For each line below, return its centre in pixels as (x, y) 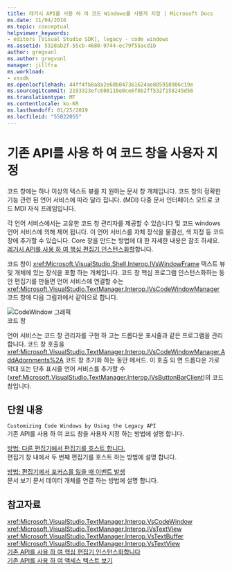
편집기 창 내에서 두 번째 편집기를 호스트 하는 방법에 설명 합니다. (92, 457)
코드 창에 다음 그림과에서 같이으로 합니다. (63, 297)
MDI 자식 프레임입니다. (45, 208)
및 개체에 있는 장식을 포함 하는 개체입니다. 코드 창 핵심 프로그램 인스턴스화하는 (113, 272)
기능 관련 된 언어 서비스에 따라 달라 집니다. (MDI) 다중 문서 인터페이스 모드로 (110, 200)
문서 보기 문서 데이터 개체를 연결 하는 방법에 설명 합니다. (83, 481)
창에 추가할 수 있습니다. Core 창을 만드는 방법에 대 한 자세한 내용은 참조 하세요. (114, 240)
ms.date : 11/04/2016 (37, 20)
